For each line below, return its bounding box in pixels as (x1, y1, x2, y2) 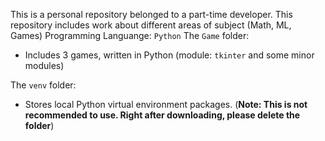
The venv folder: (10, 79, 77, 91)
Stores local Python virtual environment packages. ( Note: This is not (24, 99, 308, 110)
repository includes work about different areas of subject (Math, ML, (10, 19, 292, 31)
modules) (24, 60, 65, 71)
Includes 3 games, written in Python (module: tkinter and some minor (24, 49, 315, 61)
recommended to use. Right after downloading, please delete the (24, 109, 301, 121)
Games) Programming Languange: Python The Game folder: (10, 30, 250, 41)
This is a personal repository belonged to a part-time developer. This (10, 9, 293, 20)
